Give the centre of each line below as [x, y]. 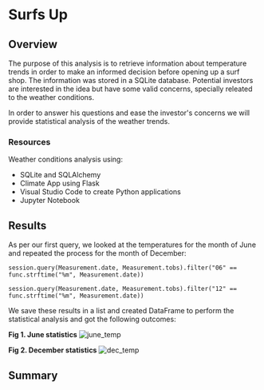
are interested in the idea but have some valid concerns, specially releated [130, 89]
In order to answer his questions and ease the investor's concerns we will [129, 113]
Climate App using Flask [59, 183]
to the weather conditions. [51, 97]
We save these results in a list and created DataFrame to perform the [121, 311]
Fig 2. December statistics [53, 350]
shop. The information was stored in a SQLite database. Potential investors [131, 80]
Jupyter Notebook [49, 201]
